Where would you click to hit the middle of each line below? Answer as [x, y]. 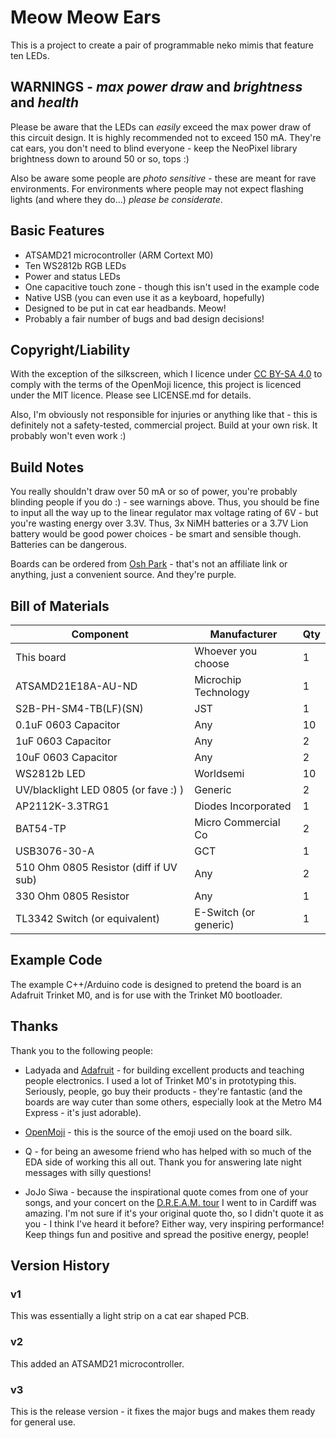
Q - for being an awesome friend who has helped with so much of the [168, 1151]
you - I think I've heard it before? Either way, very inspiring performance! [174, 1223]
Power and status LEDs [72, 276]
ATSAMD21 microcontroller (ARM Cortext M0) [119, 255]
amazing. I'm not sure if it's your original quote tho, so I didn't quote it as [174, 1213]
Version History [60, 1266]
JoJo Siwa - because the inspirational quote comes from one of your [166, 1192]
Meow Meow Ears [86, 17]
